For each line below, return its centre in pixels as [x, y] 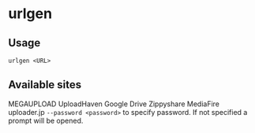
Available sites [45, 85]
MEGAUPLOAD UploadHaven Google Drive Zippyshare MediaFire [114, 104]
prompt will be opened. [46, 120]
